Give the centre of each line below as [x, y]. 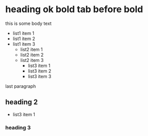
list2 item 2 [32, 55]
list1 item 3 [24, 44]
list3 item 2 [40, 71]
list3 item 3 [40, 76]
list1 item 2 [24, 39]
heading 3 [18, 127]
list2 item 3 [32, 60]
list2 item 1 [31, 49]
